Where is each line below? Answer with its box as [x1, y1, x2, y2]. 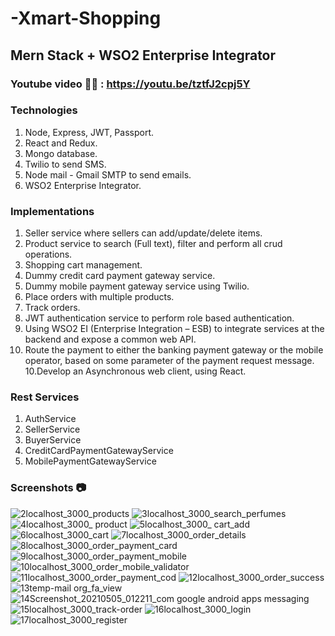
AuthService [24, 413, 77, 425]
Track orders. [24, 302, 81, 314]
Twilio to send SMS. [24, 158, 107, 170]
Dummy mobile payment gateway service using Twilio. [24, 280, 250, 292]
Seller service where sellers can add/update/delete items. [24, 227, 263, 239]
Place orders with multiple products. [24, 291, 175, 303]
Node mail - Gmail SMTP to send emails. [24, 168, 192, 181]
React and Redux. [24, 137, 98, 149]
